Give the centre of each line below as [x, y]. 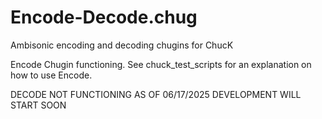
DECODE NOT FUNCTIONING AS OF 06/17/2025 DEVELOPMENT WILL [156, 94]
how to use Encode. [51, 75]
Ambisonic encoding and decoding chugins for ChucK [122, 45]
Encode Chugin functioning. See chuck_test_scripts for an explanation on [161, 64]
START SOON [38, 105]
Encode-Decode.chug [104, 17]
